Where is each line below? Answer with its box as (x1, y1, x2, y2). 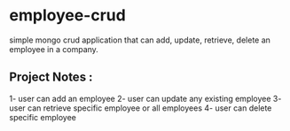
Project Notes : (9, 70, 93, 85)
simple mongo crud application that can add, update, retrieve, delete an (9, 35, 270, 45)
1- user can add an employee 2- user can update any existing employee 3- (9, 93, 282, 104)
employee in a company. (9, 43, 99, 54)
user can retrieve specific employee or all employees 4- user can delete (9, 103, 272, 113)
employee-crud (9, 5, 126, 26)
